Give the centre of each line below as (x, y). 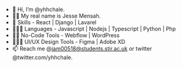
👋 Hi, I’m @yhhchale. (38, 9)
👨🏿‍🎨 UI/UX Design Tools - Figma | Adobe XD (69, 42)
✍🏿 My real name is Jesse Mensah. (56, 16)
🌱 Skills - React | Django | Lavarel (54, 22)
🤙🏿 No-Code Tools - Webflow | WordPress (66, 35)
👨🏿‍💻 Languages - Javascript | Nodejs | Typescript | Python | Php (94, 29)
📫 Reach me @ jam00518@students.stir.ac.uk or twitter (82, 48)
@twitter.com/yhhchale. (42, 57)
